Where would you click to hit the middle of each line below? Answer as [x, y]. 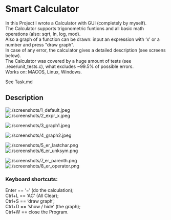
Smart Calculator [42, 9]
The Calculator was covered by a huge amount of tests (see [68, 61]
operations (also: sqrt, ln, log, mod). [43, 34]
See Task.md [19, 82]
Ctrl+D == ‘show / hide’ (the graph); [43, 207]
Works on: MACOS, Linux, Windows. [44, 71]
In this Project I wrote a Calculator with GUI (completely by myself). [76, 23]
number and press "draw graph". [40, 44]
